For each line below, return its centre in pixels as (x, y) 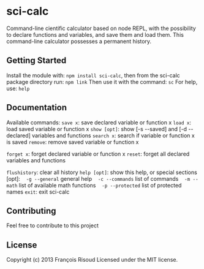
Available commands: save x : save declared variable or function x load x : (99, 122)
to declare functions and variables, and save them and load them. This (95, 34)
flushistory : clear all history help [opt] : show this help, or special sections (102, 172)
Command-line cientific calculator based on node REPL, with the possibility (101, 28)
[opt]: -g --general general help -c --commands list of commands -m (98, 178)
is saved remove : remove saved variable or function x (73, 142)
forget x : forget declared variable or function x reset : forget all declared (98, 154)
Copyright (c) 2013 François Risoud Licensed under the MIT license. (92, 260)
